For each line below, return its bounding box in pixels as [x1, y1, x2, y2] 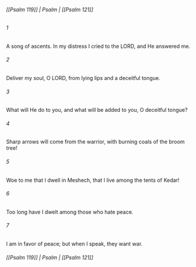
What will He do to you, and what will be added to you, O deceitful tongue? [6, 107, 188, 114]
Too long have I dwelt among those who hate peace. [6, 208, 134, 215]
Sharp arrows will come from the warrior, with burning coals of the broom [6, 138, 185, 146]
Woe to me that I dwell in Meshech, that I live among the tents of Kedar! [6, 176, 180, 184]
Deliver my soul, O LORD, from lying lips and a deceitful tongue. [6, 75, 161, 82]
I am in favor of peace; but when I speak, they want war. [6, 240, 143, 247]
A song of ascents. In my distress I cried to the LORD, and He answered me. [6, 43, 191, 50]
